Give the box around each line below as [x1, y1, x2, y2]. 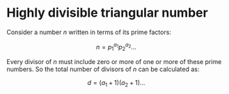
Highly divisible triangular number [6, 5, 208, 21]
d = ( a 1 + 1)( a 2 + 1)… [87, 79, 145, 88]
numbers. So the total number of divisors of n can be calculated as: [6, 65, 200, 74]
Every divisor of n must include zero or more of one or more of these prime [6, 58, 222, 66]
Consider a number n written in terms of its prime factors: [6, 28, 172, 36]
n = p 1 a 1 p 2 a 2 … [95, 41, 137, 53]
